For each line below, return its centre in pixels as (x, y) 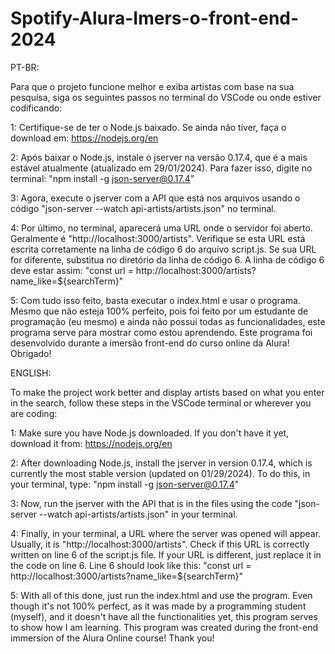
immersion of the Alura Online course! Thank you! (112, 638)
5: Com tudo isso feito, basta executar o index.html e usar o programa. (155, 300)
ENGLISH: (31, 373)
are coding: (34, 413)
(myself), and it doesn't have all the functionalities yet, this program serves (164, 616)
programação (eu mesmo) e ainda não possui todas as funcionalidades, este (168, 321)
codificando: (36, 108)
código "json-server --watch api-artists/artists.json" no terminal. (143, 208)
